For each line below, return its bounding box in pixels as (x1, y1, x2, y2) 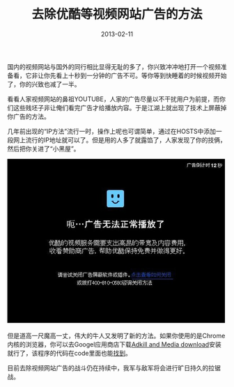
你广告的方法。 (7, 112, 50, 121)
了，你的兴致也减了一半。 (7, 79, 81, 88)
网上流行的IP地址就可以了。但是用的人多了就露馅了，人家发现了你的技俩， (13, 135, 226, 144)
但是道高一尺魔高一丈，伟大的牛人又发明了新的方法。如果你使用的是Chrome (7, 331, 226, 340)
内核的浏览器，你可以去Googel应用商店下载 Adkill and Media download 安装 (7, 340, 221, 349)
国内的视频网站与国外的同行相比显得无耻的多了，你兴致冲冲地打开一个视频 (7, 62, 221, 70)
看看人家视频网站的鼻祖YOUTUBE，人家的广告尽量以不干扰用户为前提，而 (7, 95, 220, 103)
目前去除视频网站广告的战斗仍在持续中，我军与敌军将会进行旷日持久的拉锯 (7, 363, 221, 372)
